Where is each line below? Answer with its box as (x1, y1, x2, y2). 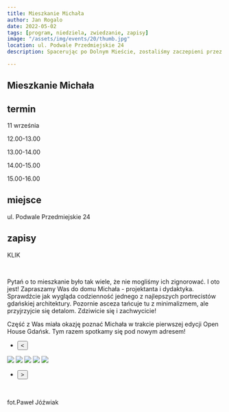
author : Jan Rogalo (7, 16, 63, 23)
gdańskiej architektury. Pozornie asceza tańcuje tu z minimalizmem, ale (7, 299, 209, 308)
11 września (7, 122, 40, 130)
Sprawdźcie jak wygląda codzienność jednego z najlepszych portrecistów (7, 292, 216, 300)
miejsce (7, 194, 42, 206)
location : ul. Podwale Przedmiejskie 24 (7, 42, 125, 49)
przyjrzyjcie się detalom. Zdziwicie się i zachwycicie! (7, 306, 156, 314)
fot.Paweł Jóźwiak (7, 398, 59, 406)
